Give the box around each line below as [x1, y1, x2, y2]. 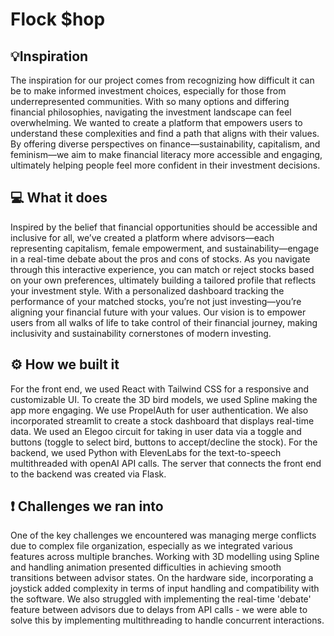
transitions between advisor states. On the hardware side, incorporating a [10, 572, 314, 584]
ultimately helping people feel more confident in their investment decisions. [10, 159, 321, 171]
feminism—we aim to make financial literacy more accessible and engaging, [10, 149, 323, 160]
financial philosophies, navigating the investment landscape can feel [10, 106, 292, 118]
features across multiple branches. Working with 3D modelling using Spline [10, 551, 320, 563]
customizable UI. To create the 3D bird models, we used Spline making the [10, 393, 318, 405]
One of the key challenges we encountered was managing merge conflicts [10, 529, 317, 542]
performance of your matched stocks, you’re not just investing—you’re [10, 295, 302, 307]
